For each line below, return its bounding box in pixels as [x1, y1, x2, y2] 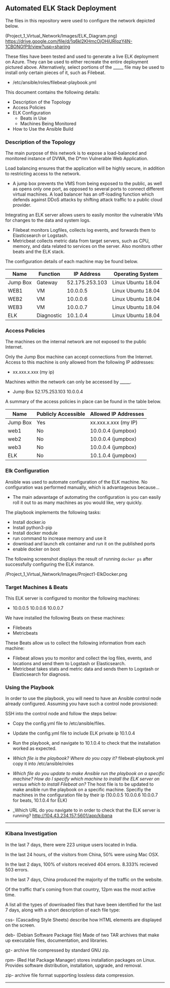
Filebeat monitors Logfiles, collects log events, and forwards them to [12, 227, 156, 233]
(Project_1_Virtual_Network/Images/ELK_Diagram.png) [5, 32, 117, 39]
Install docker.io [12, 519, 46, 525]
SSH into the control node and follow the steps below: [5, 711, 117, 717]
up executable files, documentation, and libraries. [5, 937, 109, 943]
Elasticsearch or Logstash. [12, 233, 68, 239]
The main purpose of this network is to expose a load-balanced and [5, 150, 147, 156]
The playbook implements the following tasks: [5, 509, 101, 515]
